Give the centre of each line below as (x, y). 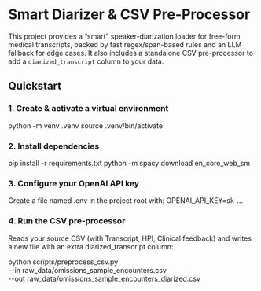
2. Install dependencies (54, 145)
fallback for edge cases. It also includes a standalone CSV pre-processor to (131, 53)
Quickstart (35, 86)
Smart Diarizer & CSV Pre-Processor (129, 15)
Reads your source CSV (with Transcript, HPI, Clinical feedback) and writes (130, 238)
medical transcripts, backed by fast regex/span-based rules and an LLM (125, 44)
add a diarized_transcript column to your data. (86, 61)
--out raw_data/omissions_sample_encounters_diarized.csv (104, 278)
